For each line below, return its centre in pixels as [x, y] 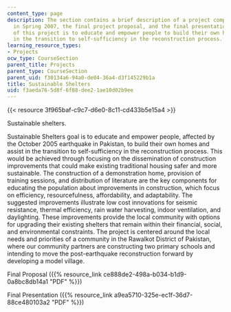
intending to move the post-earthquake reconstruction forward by [100, 254]
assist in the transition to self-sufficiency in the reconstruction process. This [115, 152]
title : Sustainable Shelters [49, 84]
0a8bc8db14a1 [27, 282]
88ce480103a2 [29, 302]
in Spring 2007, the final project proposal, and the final [101, 26]
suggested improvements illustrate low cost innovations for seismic [102, 202]
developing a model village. [46, 261]
